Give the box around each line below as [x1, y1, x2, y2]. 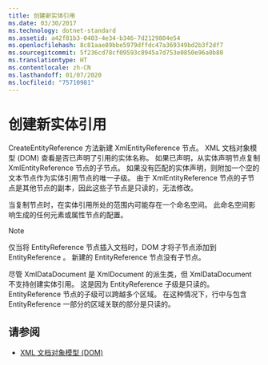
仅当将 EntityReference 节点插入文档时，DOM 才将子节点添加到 [8, 243, 218, 252]
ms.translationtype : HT [8, 57, 88, 65]
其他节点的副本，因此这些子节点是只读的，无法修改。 [22, 183, 198, 192]
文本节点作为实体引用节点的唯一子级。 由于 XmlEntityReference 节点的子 [8, 173, 248, 183]
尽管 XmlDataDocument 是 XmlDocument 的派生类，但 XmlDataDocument [8, 269, 252, 280]
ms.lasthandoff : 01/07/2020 [8, 71, 102, 79]
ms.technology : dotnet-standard [8, 26, 116, 34]
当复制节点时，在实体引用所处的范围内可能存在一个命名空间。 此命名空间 [8, 200, 249, 210]
